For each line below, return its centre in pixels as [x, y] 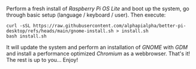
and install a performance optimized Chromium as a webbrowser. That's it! [98, 54]
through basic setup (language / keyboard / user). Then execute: [86, 15]
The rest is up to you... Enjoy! [42, 60]
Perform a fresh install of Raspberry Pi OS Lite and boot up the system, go [98, 9]
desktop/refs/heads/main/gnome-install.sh [60, 31]
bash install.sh [26, 36]
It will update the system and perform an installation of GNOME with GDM [97, 47]
